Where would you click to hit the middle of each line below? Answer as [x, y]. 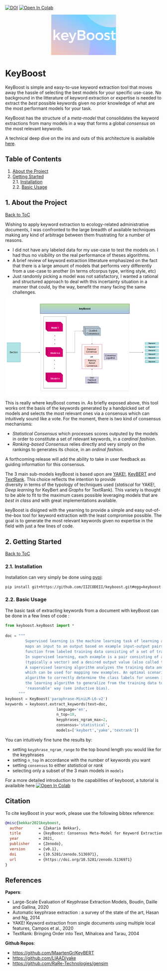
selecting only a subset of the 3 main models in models [68, 771]
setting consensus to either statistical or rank [58, 765]
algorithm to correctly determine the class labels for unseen [92, 678]
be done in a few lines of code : [37, 616]
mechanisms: [19, 424]
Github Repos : [20, 943]
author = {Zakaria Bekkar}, [45, 828]
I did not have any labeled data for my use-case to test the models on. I [85, 250]
